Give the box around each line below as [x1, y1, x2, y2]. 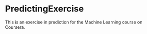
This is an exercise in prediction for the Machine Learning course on [5, 19, 143, 25]
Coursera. [5, 24, 25, 30]
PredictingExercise [5, 3, 84, 14]
